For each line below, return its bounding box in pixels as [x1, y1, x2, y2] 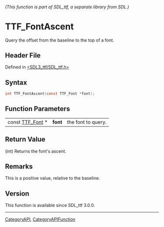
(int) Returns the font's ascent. [5, 148, 67, 154]
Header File [5, 51, 41, 60]
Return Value [5, 135, 45, 144]
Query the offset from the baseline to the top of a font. [5, 37, 114, 43]
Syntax [5, 78, 27, 86]
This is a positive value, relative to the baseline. [5, 175, 100, 181]
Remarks [5, 163, 33, 171]
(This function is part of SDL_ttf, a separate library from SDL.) [5, 4, 129, 10]
